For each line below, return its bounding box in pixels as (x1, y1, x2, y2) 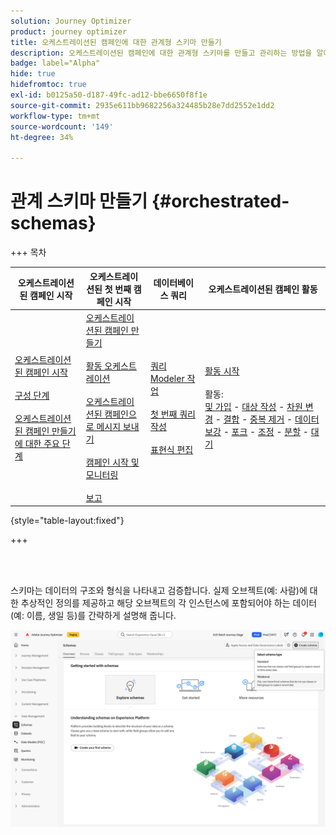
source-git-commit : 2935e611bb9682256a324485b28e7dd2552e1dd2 (10, 100, 275, 110)
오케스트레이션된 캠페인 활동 (208, 283, 318, 295)
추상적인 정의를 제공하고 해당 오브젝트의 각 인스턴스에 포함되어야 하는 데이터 (20, 597, 318, 609)
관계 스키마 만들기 (10, 190, 148, 213)
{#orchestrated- (151, 190, 290, 213)
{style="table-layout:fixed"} (10, 515, 125, 527)
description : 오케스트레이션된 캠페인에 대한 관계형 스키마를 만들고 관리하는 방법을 (10, 48, 313, 58)
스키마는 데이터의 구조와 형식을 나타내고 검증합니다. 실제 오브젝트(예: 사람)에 (10, 585, 308, 597)
